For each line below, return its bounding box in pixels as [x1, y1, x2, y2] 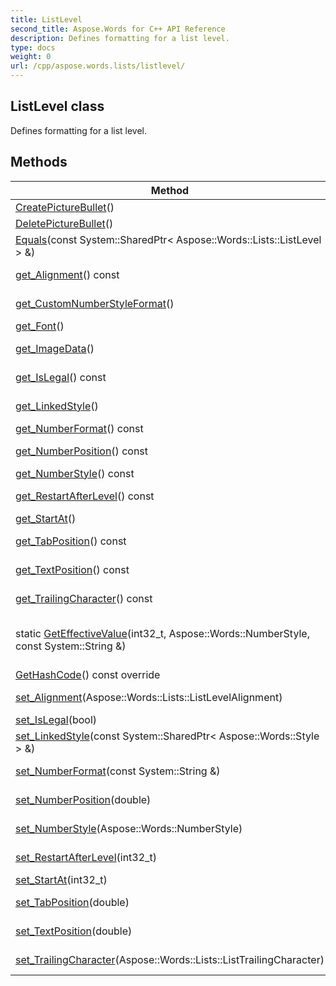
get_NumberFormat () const [15, 421, 144, 435]
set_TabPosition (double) [15, 895, 130, 909]
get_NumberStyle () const [15, 466, 135, 480]
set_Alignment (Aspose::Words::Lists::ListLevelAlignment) [15, 690, 283, 704]
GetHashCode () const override [15, 667, 161, 681]
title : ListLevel [10, 14, 83, 25]
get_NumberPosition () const [15, 444, 149, 458]
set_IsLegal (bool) [15, 712, 97, 726]
